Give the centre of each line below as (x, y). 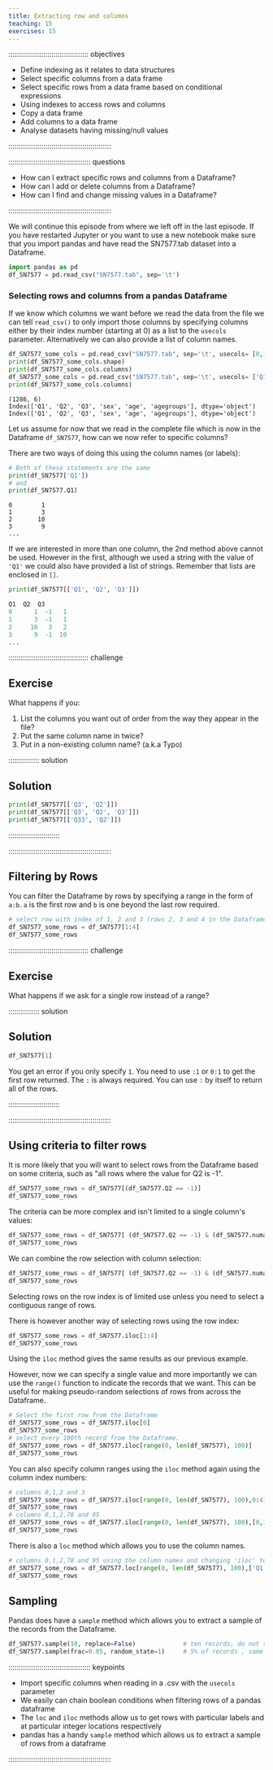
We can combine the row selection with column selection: (105, 1258)
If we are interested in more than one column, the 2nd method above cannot (136, 549)
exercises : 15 (32, 31)
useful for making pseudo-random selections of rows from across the (125, 1392)
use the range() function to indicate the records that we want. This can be (132, 1383)
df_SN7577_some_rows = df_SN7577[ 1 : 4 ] (74, 927)
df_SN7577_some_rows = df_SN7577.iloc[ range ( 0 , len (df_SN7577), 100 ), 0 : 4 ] (138, 1500)
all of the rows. (33, 1088)
